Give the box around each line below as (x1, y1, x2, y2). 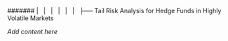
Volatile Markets (7, 14, 54, 22)
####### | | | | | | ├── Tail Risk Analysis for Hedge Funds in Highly (7, 7, 222, 15)
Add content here (7, 28, 58, 35)
